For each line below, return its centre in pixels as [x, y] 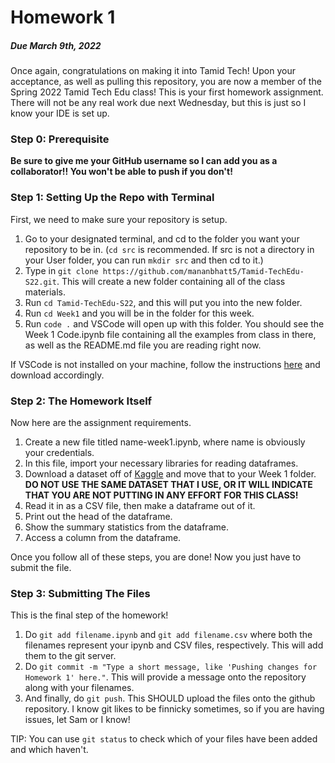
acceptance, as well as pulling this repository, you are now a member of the [166, 82]
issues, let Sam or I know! [77, 720]
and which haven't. [49, 750]
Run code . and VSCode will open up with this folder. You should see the [174, 323]
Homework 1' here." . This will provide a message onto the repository [165, 677]
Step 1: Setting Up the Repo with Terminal [112, 198]
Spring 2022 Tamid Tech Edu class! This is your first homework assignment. [167, 92]
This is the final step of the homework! [89, 615]
